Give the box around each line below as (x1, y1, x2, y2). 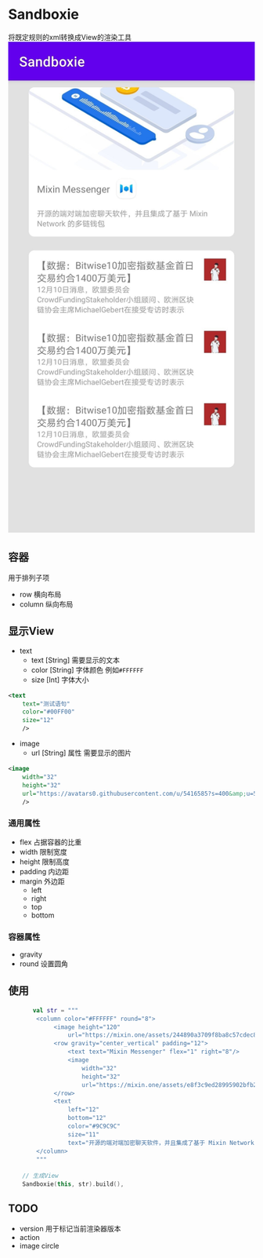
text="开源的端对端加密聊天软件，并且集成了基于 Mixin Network (67, 1139, 254, 1147)
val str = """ (32, 1006, 79, 1014)
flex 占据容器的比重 (19, 837, 82, 847)
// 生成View (22, 1172, 59, 1180)
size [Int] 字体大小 (31, 675, 89, 684)
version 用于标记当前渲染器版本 (19, 1223, 121, 1233)
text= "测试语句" (22, 700, 70, 708)
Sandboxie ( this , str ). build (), (22, 1180, 124, 1188)
